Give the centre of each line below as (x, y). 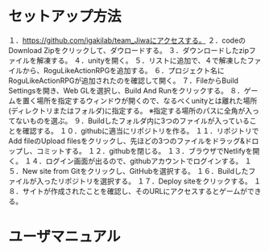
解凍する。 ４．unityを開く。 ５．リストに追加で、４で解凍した (141, 60)
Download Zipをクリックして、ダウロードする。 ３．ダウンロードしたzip (129, 50)
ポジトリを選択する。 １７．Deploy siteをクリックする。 (158, 181)
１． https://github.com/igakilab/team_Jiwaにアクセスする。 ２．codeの (127, 40)
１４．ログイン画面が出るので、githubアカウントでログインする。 (133, 161)
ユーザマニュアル (64, 237)
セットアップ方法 (65, 16)
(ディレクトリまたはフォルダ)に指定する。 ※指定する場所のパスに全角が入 (130, 110)
